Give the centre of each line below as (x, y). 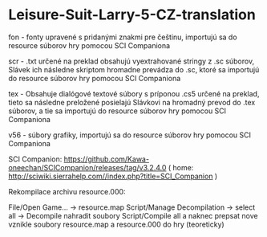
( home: (181, 167)
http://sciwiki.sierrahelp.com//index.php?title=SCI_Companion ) (113, 176)
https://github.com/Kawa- (107, 159)
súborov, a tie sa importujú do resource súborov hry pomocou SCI (117, 111)
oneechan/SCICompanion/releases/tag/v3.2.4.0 (87, 167)
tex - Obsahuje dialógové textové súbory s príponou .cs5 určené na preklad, (134, 93)
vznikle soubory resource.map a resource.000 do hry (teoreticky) (116, 224)
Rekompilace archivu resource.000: (67, 191)
